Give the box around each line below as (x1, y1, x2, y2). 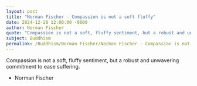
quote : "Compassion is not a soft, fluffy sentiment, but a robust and (6, 30, 185, 36)
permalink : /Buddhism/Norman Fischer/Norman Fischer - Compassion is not (6, 41, 191, 47)
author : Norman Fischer (6, 24, 64, 31)
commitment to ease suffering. (6, 63, 80, 70)
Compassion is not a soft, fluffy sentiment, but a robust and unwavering (6, 56, 179, 64)
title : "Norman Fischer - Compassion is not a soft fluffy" (6, 14, 157, 20)
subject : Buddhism (6, 35, 51, 41)
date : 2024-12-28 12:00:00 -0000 (6, 19, 88, 25)
